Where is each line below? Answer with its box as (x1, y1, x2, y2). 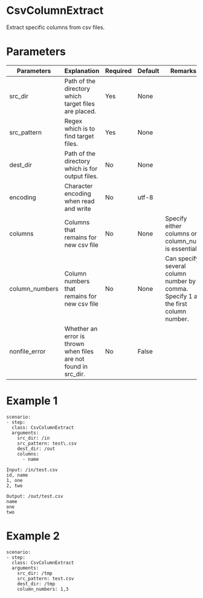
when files (64, 347, 94, 355)
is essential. (165, 244, 199, 252)
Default (137, 66, 159, 75)
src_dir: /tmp (17, 570, 53, 576)
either (165, 222, 182, 230)
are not (64, 355, 85, 363)
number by (165, 277, 196, 285)
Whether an (64, 324, 98, 333)
